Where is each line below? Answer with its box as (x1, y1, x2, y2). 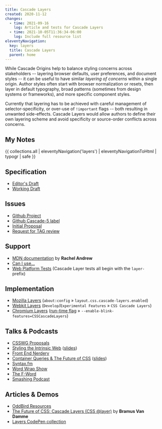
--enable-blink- (81, 309, 114, 314)
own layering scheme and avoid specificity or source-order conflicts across (5, 116, 157, 122)
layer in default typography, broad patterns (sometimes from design (5, 86, 141, 92)
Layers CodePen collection (12, 419, 67, 425)
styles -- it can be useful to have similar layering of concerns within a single (5, 76, 157, 82)
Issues (5, 200, 26, 208)
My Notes (5, 136, 36, 144)
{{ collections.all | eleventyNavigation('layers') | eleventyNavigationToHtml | (5, 149, 157, 154)
